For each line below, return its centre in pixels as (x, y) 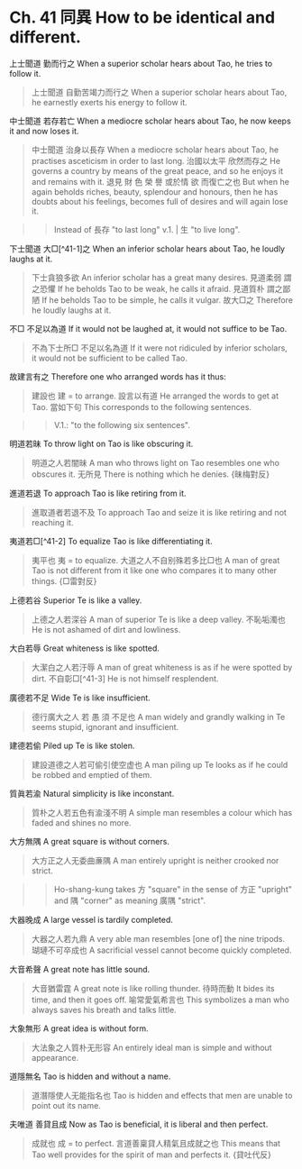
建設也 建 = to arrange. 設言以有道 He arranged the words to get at (155, 396)
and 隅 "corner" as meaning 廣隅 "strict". (130, 900)
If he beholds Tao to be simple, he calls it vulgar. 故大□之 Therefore (167, 300)
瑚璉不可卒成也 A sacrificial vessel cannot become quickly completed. (161, 950)
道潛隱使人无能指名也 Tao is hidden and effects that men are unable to (162, 1095)
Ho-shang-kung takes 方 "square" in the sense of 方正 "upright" (173, 889)
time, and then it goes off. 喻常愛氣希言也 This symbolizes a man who (160, 1000)
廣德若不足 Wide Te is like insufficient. (80, 698)
